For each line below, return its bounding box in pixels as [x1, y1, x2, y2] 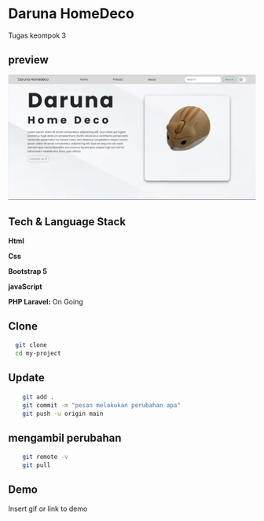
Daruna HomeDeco [8, 5, 135, 23]
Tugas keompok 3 [8, 31, 67, 40]
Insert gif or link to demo [8, 504, 88, 513]
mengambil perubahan [8, 431, 122, 444]
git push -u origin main [22, 410, 104, 417]
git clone [15, 341, 47, 349]
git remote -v [22, 453, 68, 461]
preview [8, 53, 49, 67]
